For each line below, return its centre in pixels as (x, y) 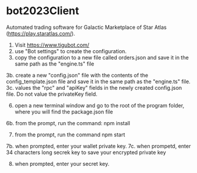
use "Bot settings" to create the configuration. (70, 51)
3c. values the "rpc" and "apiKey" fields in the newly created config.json (94, 87)
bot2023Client (43, 11)
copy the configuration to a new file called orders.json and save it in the (101, 57)
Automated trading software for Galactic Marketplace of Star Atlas (86, 27)
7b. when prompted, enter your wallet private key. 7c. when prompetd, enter (98, 146)
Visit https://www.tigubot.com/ (52, 45)
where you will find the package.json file (64, 112)
